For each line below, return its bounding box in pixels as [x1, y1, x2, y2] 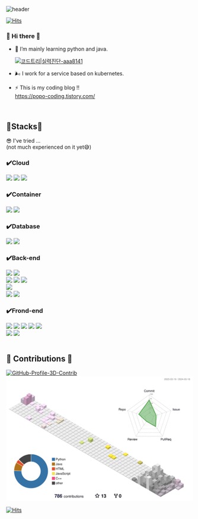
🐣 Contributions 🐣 [6, 354, 73, 364]
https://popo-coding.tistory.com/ [14, 93, 95, 100]
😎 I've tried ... [6, 137, 41, 144]
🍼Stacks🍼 [6, 121, 43, 131]
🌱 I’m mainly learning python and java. [14, 45, 108, 53]
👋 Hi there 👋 [6, 32, 40, 40]
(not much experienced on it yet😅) [6, 143, 92, 151]
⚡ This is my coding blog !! [14, 84, 80, 92]
